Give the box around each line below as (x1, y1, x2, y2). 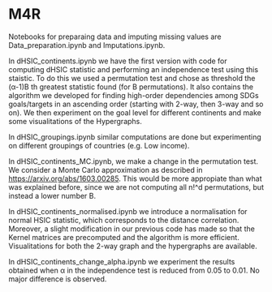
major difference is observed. (8, 273, 107, 284)
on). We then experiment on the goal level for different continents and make (8, 107, 261, 118)
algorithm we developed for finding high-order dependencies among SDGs (8, 90, 259, 100)
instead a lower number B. (8, 191, 97, 200)
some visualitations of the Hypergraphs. (8, 116, 142, 126)
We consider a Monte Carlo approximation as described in (8, 165, 203, 174)
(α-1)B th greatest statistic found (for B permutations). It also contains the (8, 82, 254, 92)
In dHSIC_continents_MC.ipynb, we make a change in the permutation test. (8, 156, 258, 166)
